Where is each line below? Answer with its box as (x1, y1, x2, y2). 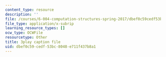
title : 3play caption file (5, 40, 61, 45)
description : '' (5, 12, 39, 17)
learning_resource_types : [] (5, 26, 65, 31)
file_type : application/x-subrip (5, 21, 74, 26)
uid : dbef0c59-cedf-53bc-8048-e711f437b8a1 (5, 44, 96, 49)
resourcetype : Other (5, 35, 48, 40)
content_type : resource (5, 7, 54, 12)
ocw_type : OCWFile (5, 30, 43, 35)
